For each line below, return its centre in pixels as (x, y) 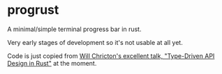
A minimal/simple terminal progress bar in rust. (74, 29)
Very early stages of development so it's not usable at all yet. (95, 42)
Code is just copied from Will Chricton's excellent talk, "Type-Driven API (111, 56)
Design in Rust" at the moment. (52, 63)
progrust (33, 10)
